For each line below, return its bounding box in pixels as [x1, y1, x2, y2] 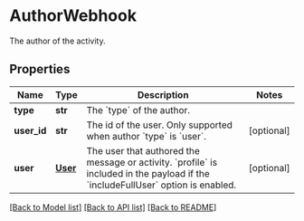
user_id [14, 124, 47, 137]
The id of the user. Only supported [86, 119, 233, 131]
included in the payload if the [86, 167, 210, 179]
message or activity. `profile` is [86, 156, 218, 168]
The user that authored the [86, 144, 201, 157]
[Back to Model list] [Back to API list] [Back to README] [9, 201, 217, 213]
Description [137, 88, 189, 101]
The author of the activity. [9, 35, 106, 46]
